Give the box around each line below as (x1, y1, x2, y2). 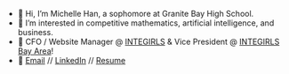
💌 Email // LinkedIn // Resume (17, 55, 126, 65)
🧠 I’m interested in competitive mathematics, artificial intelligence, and (17, 18, 275, 28)
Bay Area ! (17, 46, 54, 56)
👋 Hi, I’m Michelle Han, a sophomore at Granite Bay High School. (17, 9, 254, 18)
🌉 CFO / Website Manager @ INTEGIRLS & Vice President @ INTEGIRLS (17, 36, 280, 47)
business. (17, 27, 53, 37)
